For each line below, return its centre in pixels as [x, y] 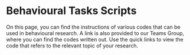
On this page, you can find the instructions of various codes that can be [94, 27]
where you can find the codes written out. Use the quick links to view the [95, 39]
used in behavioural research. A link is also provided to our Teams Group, [95, 33]
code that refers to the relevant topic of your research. [72, 46]
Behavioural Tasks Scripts [71, 11]
